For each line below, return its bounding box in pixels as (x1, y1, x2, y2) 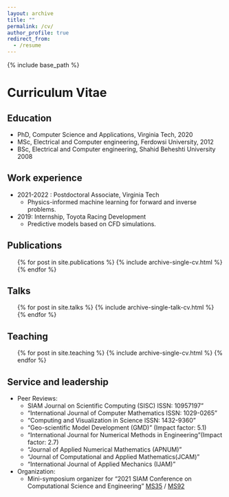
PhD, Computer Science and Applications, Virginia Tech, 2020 (17, 131, 193, 138)
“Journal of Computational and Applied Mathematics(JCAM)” (27, 453, 200, 461)
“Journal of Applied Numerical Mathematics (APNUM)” (27, 445, 182, 454)
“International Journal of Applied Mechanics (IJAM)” (27, 460, 176, 468)
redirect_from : (7, 36, 51, 43)
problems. (27, 205, 56, 213)
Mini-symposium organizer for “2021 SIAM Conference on (27, 475, 193, 483)
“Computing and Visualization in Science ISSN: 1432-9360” (27, 417, 196, 425)
